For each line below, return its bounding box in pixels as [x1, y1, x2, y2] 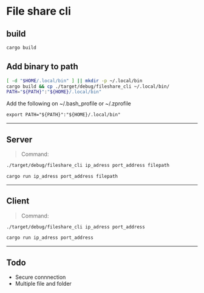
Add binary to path [6, 62, 79, 72]
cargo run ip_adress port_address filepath [6, 173, 118, 179]
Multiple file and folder [15, 280, 72, 288]
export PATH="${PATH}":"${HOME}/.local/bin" [6, 111, 121, 118]
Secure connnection [15, 274, 66, 281]
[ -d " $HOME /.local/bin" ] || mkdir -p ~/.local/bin [6, 77, 143, 83]
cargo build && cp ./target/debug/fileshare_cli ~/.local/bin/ [6, 83, 170, 90]
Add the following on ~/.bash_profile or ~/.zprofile [6, 100, 132, 107]
